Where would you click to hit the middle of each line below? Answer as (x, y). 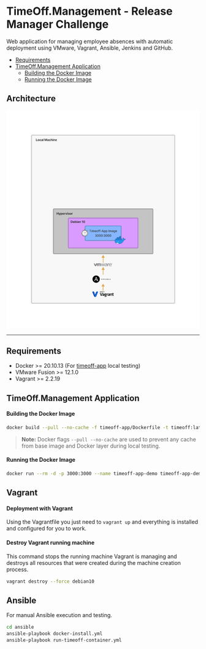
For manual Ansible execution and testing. (59, 615)
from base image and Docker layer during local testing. (91, 446)
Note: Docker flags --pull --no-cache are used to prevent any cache (109, 439)
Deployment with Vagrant (40, 508)
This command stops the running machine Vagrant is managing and (92, 556)
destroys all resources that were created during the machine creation (93, 562)
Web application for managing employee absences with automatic (90, 41)
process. (17, 569)
